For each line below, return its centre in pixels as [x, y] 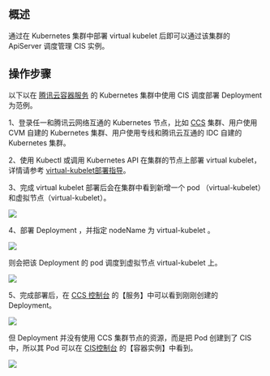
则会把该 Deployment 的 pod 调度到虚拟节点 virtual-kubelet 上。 [115, 262]
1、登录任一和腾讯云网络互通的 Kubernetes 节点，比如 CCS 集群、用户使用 [133, 122]
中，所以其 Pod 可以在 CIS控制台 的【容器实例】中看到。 [103, 348]
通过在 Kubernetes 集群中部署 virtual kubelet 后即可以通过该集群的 [120, 36]
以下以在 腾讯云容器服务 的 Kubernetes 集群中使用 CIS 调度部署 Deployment [135, 95]
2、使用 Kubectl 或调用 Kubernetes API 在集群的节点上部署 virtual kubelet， [135, 160]
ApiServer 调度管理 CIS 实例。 [59, 45]
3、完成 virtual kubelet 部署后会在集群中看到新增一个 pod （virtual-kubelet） [135, 187]
